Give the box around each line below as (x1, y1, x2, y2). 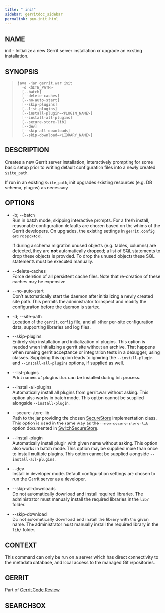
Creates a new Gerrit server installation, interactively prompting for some (5, 159, 153, 165)
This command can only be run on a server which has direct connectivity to (5, 554, 159, 560)
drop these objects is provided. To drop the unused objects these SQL (12, 253, 155, 259)
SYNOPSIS (5, 67, 39, 76)
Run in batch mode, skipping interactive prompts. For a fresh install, (12, 217, 150, 223)
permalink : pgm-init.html (5, 16, 58, 21)
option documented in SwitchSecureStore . (12, 425, 99, 431)
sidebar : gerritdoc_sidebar (5, 12, 63, 17)
